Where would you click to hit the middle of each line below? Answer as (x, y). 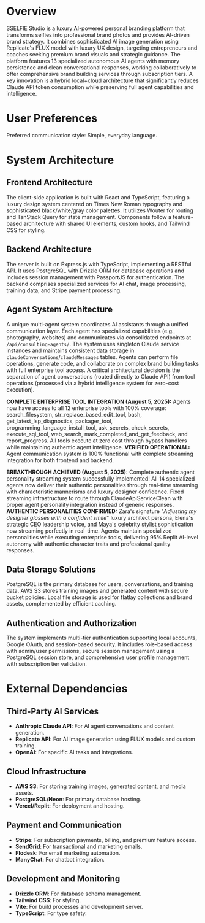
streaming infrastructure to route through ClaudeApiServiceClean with (95, 498)
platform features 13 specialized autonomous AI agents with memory (93, 61)
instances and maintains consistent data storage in (70, 350)
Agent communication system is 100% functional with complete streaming (100, 454)
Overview (32, 11)
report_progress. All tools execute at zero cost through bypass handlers (97, 441)
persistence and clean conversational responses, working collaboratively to (102, 67)
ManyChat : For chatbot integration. (60, 859)
